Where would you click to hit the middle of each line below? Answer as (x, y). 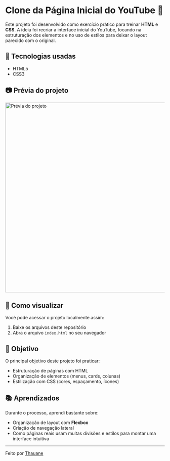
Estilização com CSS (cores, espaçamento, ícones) (66, 382)
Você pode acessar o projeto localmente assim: (55, 318)
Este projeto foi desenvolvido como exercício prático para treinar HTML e (82, 24)
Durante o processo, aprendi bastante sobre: (52, 413)
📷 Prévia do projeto (37, 91)
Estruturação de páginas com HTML (50, 371)
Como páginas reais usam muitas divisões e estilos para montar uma (84, 433)
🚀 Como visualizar (34, 305)
